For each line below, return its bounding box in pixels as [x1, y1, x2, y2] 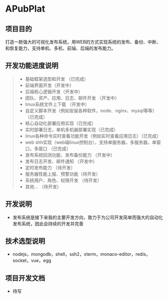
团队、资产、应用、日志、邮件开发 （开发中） [25, 95, 120, 101]
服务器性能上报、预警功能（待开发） [25, 171, 101, 177]
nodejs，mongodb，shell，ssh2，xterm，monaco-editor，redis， [12, 251, 150, 257]
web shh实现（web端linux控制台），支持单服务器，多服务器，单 [25, 139, 157, 145]
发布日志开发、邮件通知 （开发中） [25, 158, 97, 164]
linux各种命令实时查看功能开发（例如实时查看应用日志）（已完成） [25, 133, 161, 139]
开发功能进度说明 [5, 61, 59, 70]
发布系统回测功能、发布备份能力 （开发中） [25, 152, 115, 158]
